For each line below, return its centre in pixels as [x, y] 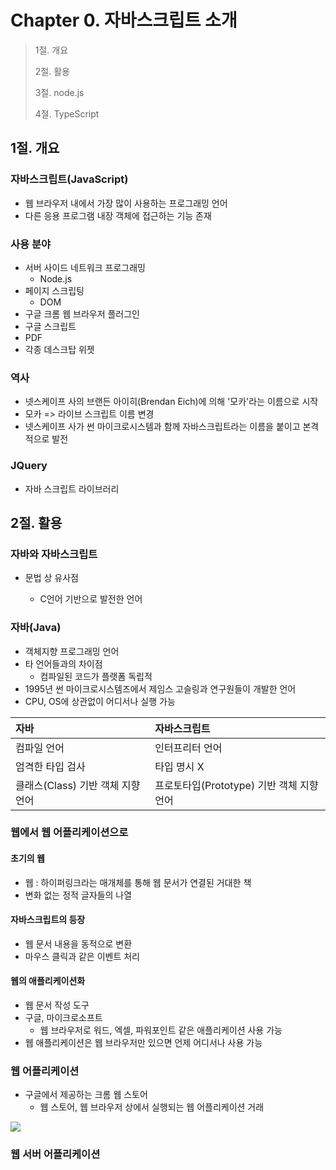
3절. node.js [59, 92]
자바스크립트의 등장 [48, 920]
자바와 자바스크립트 [54, 554]
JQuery [29, 466]
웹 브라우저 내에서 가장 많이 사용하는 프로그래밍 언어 [126, 203]
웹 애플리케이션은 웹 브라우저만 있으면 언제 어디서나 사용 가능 [143, 1043]
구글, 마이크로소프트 [63, 1018]
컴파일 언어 [40, 748]
